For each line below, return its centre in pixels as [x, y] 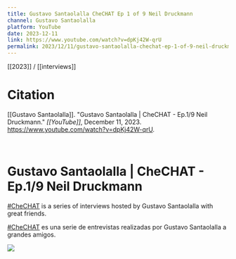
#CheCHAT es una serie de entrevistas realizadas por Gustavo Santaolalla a [117, 227]
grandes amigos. [32, 234]
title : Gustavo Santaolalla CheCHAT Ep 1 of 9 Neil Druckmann [100, 14]
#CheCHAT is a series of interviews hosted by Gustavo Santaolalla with [110, 206]
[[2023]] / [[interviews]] [42, 67]
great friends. [27, 213]
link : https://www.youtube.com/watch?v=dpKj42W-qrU [84, 40]
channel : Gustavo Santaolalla [52, 20]
